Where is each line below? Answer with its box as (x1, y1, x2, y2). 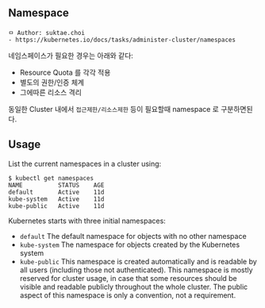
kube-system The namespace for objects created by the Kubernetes (19, 240, 240, 249)
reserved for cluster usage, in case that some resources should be (19, 273, 238, 283)
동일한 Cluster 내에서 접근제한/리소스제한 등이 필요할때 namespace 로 (8, 104, 220, 114)
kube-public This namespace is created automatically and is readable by (19, 256, 258, 266)
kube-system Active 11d (8, 194, 105, 203)
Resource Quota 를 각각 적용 (19, 67, 111, 77)
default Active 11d (8, 188, 105, 196)
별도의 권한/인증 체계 (19, 77, 85, 87)
